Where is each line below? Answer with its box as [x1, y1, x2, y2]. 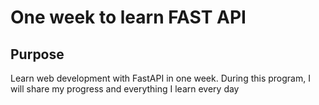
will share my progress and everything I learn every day [10, 83, 240, 95]
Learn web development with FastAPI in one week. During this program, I [10, 72, 311, 84]
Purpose [10, 46, 65, 63]
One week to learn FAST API [10, 6, 247, 29]
